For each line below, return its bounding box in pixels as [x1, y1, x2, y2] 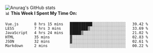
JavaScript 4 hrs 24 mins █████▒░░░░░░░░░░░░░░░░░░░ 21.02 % [5, 30, 149, 35]
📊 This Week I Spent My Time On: [5, 10, 77, 16]
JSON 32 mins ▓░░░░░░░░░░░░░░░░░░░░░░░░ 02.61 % [5, 39, 149, 44]
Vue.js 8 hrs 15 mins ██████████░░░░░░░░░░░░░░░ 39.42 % [5, 22, 149, 27]
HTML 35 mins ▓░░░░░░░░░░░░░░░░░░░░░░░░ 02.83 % [5, 35, 149, 40]
